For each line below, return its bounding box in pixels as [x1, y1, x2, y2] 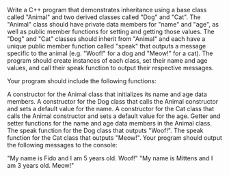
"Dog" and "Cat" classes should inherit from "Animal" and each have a [7, 35, 206, 43]
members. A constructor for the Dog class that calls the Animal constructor [7, 98, 219, 105]
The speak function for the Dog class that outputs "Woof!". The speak [7, 126, 204, 134]
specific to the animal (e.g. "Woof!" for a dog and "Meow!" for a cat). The [7, 49, 213, 57]
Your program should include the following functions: [7, 77, 157, 85]
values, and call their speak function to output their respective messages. [7, 64, 214, 72]
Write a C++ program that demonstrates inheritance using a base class [7, 6, 207, 14]
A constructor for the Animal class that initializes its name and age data [7, 90, 207, 98]
